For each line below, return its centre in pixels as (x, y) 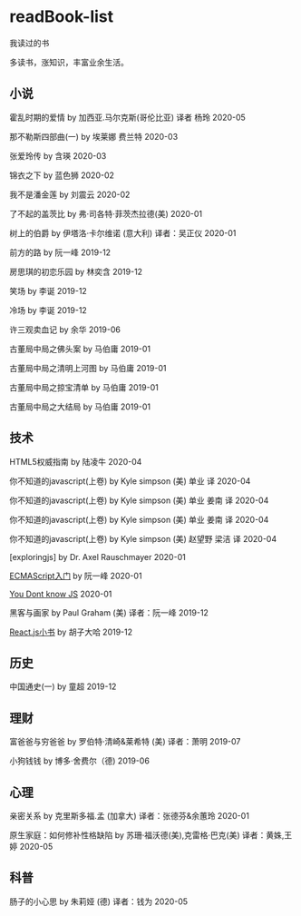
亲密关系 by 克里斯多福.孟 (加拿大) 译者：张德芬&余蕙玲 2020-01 (129, 816)
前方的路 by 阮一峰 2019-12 (60, 252)
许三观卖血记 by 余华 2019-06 (65, 330)
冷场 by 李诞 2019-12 (49, 310)
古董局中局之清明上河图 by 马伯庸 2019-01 (88, 368)
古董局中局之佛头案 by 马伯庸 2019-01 (80, 349)
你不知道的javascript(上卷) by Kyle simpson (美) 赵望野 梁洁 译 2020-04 (143, 538)
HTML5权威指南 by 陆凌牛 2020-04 (76, 461)
